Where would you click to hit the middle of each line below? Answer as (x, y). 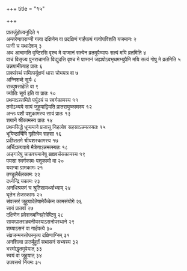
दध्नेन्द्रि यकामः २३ (23, 181)
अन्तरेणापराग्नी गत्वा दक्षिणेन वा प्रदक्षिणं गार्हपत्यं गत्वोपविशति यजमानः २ (72, 39)
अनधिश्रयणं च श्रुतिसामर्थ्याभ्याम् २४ (38, 188)
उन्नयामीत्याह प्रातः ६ (25, 66)
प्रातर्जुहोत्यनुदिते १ (23, 32)
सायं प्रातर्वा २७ (20, 208)
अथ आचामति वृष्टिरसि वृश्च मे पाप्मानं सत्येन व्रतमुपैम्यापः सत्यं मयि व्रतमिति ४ (76, 53)
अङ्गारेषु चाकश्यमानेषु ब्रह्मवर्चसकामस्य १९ (46, 154)
